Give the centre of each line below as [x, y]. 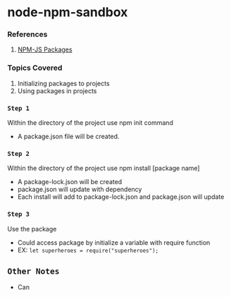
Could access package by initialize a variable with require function [114, 242]
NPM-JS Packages [45, 49]
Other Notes [33, 271]
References [27, 35]
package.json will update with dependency [80, 189]
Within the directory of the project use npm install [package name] [104, 168]
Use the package [32, 229]
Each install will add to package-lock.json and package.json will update [121, 197]
